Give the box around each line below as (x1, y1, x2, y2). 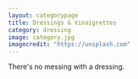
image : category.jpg (8, 33, 76, 41)
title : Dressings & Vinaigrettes (8, 19, 117, 27)
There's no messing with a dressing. (8, 62, 125, 71)
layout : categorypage (8, 11, 79, 20)
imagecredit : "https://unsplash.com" (8, 41, 131, 48)
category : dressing (8, 26, 72, 34)
